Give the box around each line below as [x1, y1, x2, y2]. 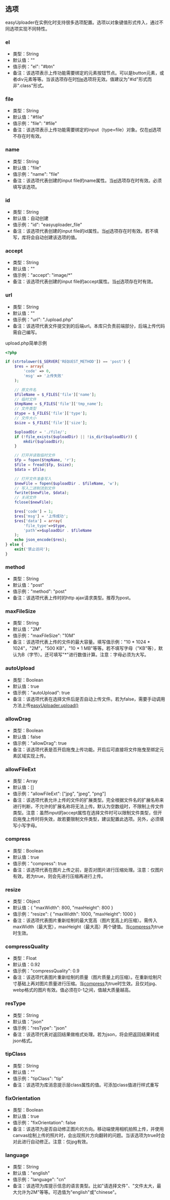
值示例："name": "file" [12, 171, 60, 177]
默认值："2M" [12, 626, 42, 633]
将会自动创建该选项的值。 [26, 234, 80, 240]
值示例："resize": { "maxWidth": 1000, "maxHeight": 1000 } [12, 911, 136, 917]
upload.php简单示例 [5, 340, 47, 346]
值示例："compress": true [12, 860, 67, 866]
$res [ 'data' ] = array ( [14, 518, 62, 523]
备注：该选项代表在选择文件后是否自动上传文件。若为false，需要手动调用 [12, 696, 165, 702]
